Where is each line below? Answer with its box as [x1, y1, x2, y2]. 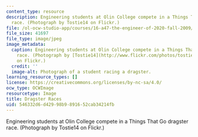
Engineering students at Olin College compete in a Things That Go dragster [6, 118, 189, 125]
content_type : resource [6, 8, 65, 15]
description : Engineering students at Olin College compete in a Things [6, 14, 189, 20]
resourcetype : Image [6, 91, 57, 96]
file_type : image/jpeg [6, 36, 62, 42]
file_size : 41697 [6, 31, 49, 36]
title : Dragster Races [6, 96, 62, 102]
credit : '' [11, 63, 38, 69]
